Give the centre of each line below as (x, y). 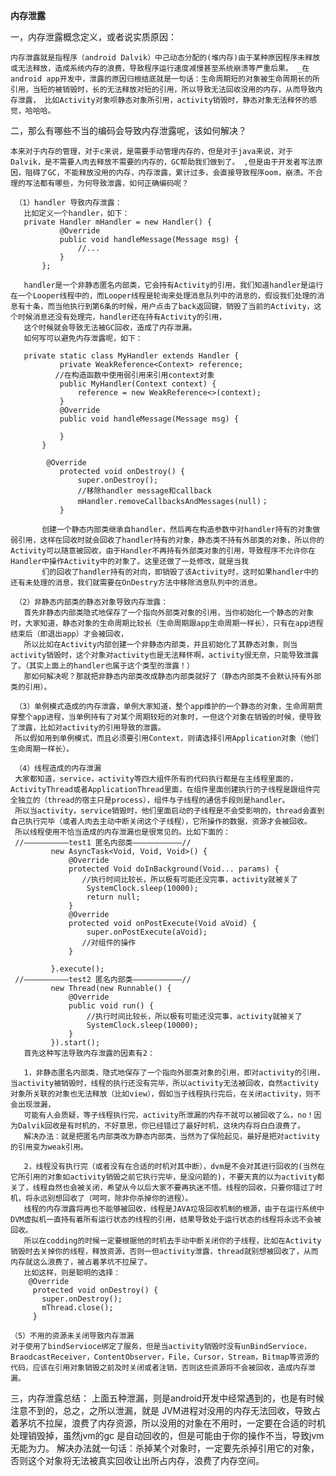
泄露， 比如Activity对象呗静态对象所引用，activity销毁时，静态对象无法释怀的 (163, 100)
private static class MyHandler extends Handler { (131, 356)
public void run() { (111, 1006)
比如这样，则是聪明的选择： (72, 1273)
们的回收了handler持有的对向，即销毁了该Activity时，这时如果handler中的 (180, 572)
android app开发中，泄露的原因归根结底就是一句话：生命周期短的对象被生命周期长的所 (165, 79)
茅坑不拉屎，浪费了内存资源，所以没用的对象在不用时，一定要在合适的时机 (172, 1423)
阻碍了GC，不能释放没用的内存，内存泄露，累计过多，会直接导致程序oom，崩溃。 (166, 173)
